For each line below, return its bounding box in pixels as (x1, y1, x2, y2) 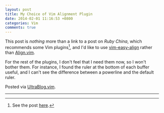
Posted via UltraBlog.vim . (5, 83, 56, 90)
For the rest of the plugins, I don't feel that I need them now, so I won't (5, 59, 146, 65)
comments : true (5, 25, 36, 30)
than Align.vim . (5, 49, 35, 55)
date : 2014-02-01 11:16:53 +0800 (5, 16, 73, 21)
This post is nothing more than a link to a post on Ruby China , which (5, 38, 143, 44)
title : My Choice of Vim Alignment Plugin (5, 12, 93, 16)
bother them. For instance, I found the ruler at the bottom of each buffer (5, 64, 150, 70)
